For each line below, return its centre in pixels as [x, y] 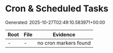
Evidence [64, 34]
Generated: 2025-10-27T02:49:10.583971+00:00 [55, 22]
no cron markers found [64, 43]
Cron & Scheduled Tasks [57, 9]
